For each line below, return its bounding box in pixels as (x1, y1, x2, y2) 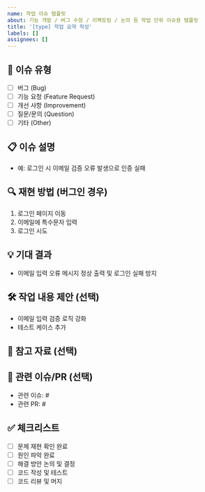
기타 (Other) (17, 119, 52, 127)
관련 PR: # (17, 399, 47, 408)
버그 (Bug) (17, 83, 47, 91)
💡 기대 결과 (7, 249, 52, 261)
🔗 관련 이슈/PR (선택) (7, 371, 93, 383)
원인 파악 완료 (17, 451, 55, 459)
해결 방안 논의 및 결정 (17, 459, 75, 468)
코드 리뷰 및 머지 (17, 477, 63, 485)
